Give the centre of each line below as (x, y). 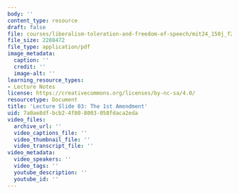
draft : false (27, 27)
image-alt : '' (34, 73)
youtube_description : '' (51, 172)
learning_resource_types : (46, 80)
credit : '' (30, 67)
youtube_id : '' (36, 179)
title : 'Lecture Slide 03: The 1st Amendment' (78, 107)
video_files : (27, 119)
